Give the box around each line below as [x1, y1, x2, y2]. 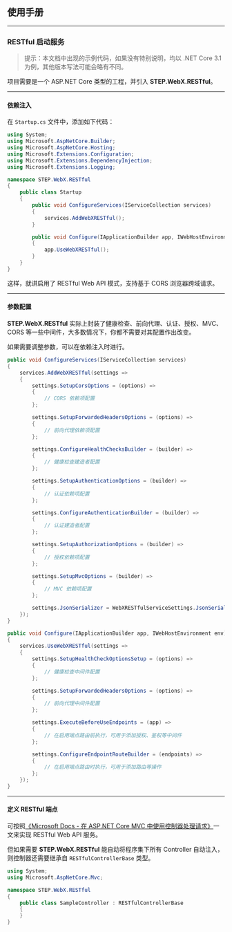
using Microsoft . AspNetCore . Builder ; [7, 138, 116, 145]
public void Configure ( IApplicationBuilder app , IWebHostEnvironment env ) [7, 630, 227, 637]
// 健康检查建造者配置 [43, 458, 100, 465]
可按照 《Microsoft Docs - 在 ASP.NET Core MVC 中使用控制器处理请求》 [7, 822, 214, 830]
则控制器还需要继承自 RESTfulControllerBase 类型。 [7, 854, 155, 862]
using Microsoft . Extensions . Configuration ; [7, 151, 135, 158]
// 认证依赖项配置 [43, 490, 90, 497]
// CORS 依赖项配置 [43, 395, 95, 402]
